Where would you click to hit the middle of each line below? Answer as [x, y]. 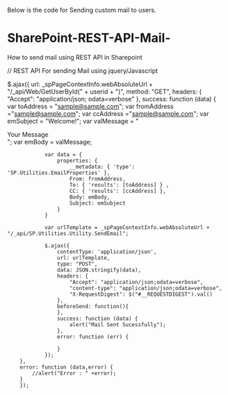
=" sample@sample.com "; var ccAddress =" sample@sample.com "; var [108, 113]
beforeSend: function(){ [93, 306]
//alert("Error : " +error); [74, 373]
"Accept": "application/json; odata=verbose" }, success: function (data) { [112, 99]
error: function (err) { [93, 337]
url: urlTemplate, [83, 258]
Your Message [28, 134]
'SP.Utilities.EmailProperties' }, [59, 173]
